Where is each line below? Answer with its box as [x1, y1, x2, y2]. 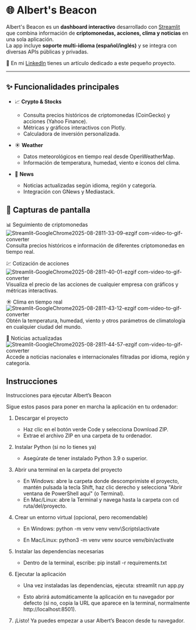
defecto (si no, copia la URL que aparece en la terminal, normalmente [23, 600, 190, 607]
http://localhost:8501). [23, 606, 77, 613]
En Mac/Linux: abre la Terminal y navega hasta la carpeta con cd [23, 496, 179, 503]
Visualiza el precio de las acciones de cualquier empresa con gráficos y [6, 281, 179, 288]
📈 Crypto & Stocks [14, 98, 62, 105]
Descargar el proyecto [14, 414, 68, 422]
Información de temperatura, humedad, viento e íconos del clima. [23, 159, 181, 166]
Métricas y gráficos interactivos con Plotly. [23, 124, 127, 131]
